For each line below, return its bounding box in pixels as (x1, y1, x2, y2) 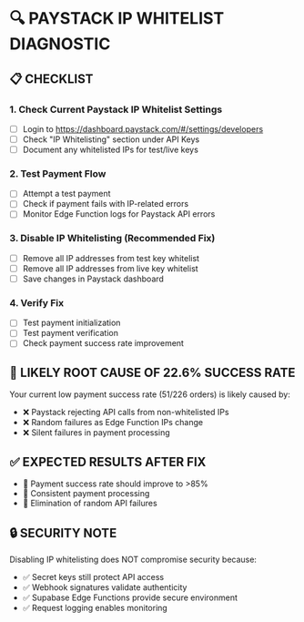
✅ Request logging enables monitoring (22, 602, 168, 613)
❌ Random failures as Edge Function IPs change (22, 417, 204, 428)
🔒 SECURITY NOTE (9, 525, 117, 541)
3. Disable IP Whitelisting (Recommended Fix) (9, 232, 216, 245)
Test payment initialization (22, 317, 121, 329)
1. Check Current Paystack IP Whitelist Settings (9, 103, 223, 116)
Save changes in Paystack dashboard (22, 273, 164, 284)
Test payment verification (22, 328, 119, 339)
